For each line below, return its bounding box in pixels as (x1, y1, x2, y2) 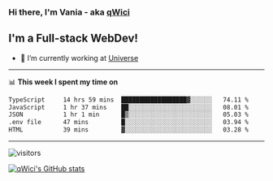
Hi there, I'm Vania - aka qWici (8, 6, 130, 18)
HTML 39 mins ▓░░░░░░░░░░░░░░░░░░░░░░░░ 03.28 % (8, 126, 249, 134)
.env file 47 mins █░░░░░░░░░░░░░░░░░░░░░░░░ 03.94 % (8, 119, 249, 127)
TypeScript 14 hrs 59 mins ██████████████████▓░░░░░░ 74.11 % (8, 96, 249, 104)
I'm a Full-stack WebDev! (8, 32, 138, 45)
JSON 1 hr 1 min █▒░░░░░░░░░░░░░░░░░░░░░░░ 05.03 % (8, 110, 249, 119)
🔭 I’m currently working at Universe (19, 53, 139, 62)
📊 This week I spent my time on (8, 76, 119, 87)
